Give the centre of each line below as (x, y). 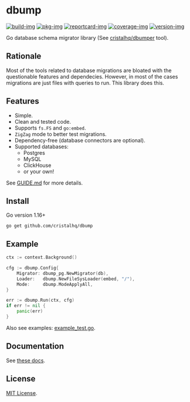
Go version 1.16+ (26, 215)
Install (18, 201)
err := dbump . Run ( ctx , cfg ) (40, 300)
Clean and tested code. (43, 121)
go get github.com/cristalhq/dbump (50, 226)
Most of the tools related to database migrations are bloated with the (89, 70)
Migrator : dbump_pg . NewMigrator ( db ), (63, 273)
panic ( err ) (30, 311)
